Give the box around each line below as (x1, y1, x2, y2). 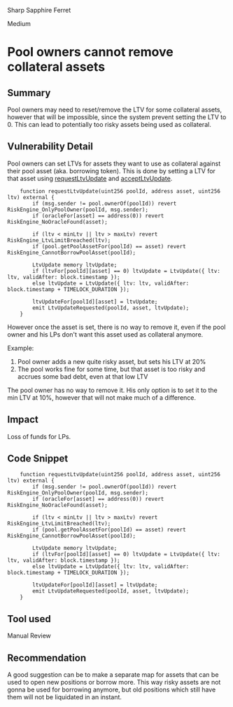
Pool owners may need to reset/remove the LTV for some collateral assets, (7, 105, 223, 114)
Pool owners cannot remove (7, 44, 174, 60)
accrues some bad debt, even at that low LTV (17, 372, 148, 381)
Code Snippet (7, 452, 69, 465)
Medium (7, 20, 31, 27)
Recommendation (7, 652, 86, 664)
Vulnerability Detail (7, 140, 93, 153)
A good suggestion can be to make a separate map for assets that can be (7, 671, 219, 679)
